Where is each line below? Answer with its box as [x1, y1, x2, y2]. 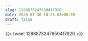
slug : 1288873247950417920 [5, 7, 62, 13]
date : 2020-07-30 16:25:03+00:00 [5, 12, 75, 17]
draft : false [5, 17, 33, 22]
